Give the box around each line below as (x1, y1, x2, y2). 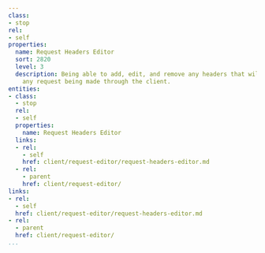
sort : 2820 (15, 56, 51, 64)
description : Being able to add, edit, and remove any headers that (15, 70, 245, 78)
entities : (8, 84, 41, 93)
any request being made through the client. (22, 77, 171, 85)
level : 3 (15, 63, 44, 71)
